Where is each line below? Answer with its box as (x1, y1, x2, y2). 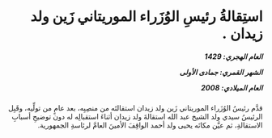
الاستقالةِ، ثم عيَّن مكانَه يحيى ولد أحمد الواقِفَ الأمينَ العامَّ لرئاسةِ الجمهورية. (37, 120, 263, 130)
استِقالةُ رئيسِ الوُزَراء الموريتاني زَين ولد (30, 7, 263, 26)
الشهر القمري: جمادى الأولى (179, 67, 263, 77)
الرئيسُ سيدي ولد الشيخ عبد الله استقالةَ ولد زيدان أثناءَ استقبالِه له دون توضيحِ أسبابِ (11, 112, 263, 122)
